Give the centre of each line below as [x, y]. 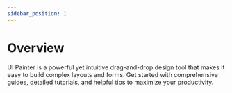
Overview [36, 48]
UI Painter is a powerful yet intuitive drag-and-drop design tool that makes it [116, 67]
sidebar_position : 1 [37, 14]
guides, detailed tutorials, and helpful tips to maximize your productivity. [110, 82]
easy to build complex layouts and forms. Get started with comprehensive [113, 74]
